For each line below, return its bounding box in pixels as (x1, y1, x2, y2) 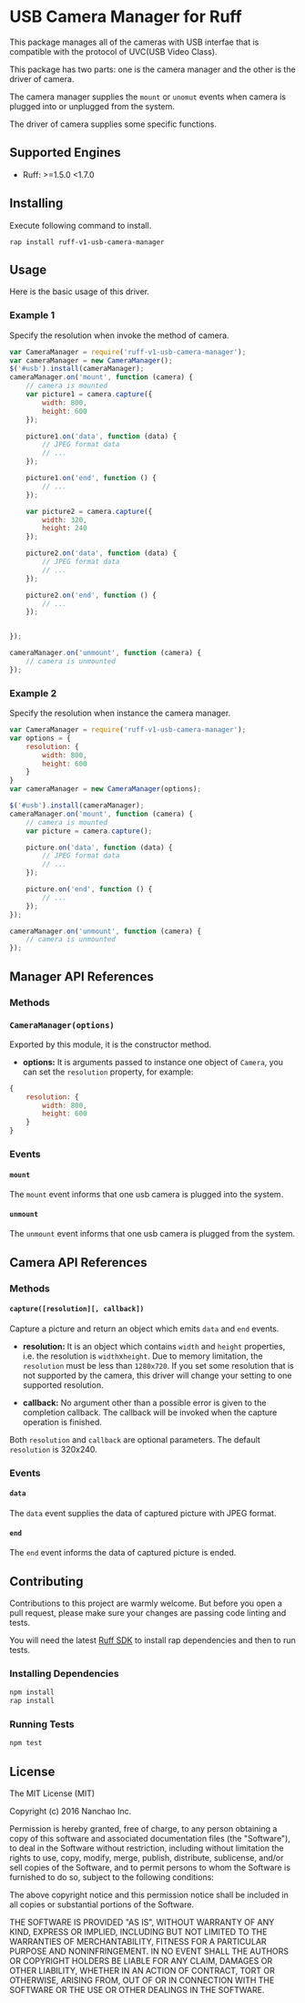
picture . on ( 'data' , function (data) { (25, 843, 173, 852)
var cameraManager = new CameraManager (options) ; (9, 785, 202, 794)
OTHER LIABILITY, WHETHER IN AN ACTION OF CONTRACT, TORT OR (9, 1966, 275, 1977)
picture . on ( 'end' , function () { (25, 885, 153, 894)
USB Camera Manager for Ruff (9, 6, 243, 27)
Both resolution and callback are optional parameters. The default (9, 1433, 261, 1445)
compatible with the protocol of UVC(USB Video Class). (9, 46, 218, 56)
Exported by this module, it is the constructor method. (9, 1039, 212, 1050)
